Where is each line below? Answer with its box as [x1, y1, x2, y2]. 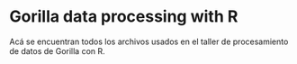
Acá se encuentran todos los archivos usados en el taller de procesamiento [9, 36, 289, 47]
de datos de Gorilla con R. [9, 45, 105, 56]
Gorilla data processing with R [9, 6, 238, 27]
